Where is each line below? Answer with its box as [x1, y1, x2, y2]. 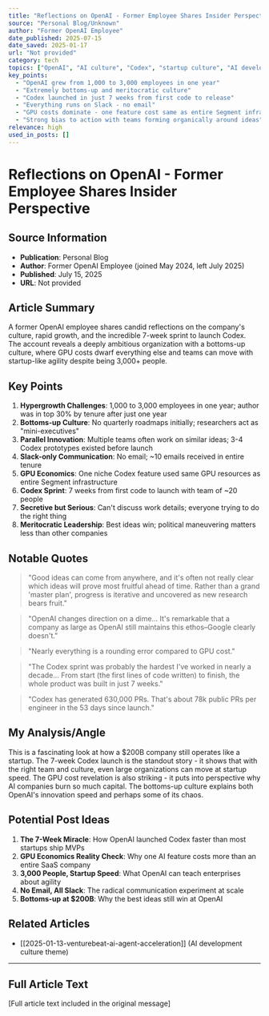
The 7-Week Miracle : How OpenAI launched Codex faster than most [19, 834, 247, 844]
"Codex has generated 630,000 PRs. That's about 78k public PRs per [27, 694, 257, 705]
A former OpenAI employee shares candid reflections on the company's [8, 322, 246, 332]
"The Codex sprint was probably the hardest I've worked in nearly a [27, 662, 252, 672]
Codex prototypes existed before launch [19, 444, 154, 453]
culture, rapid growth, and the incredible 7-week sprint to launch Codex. [8, 331, 247, 340]
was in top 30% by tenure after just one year [19, 409, 167, 419]
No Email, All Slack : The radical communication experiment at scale [19, 885, 244, 895]
